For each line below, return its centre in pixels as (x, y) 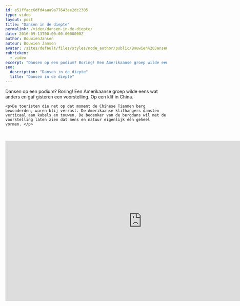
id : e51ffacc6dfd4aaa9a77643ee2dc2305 (47, 10)
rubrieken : (17, 53)
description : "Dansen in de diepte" (49, 72)
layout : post (19, 19)
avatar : (14, 48)
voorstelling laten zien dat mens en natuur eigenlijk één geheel (78, 119)
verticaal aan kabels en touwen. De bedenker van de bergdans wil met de (86, 115)
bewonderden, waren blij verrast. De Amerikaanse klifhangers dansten (82, 111)
